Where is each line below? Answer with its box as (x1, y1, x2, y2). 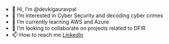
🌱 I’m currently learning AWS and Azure (11, 18, 109, 25)
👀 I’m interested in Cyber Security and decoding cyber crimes (11, 12, 164, 19)
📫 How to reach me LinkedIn (11, 32, 84, 38)
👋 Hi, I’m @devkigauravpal (11, 6, 77, 12)
